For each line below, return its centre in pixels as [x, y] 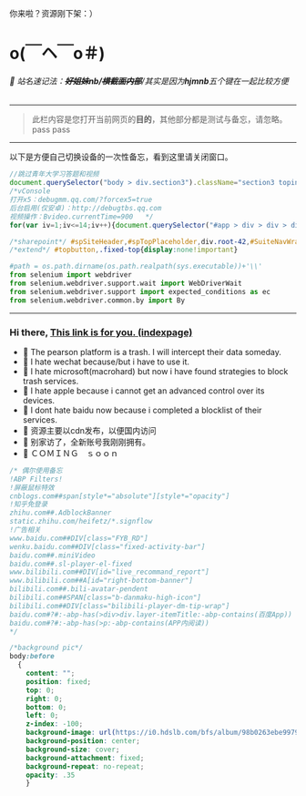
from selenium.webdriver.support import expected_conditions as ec [140, 291]
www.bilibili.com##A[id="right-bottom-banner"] [102, 581]
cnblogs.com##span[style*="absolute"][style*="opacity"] [120, 496]
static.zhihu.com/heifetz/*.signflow [81, 522]
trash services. [51, 381]
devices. [39, 400]
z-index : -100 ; [55, 724]
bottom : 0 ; [46, 707]
